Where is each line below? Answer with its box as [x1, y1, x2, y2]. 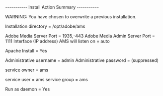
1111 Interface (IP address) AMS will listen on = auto [5, 38, 110, 44]
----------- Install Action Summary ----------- [5, 4, 99, 10]
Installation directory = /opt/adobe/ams [5, 23, 85, 29]
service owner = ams [5, 67, 49, 73]
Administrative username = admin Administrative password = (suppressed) [5, 57, 159, 63]
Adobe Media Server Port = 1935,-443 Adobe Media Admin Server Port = [5, 33, 156, 39]
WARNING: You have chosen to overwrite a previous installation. [5, 14, 137, 19]
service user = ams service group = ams [5, 77, 88, 82]
